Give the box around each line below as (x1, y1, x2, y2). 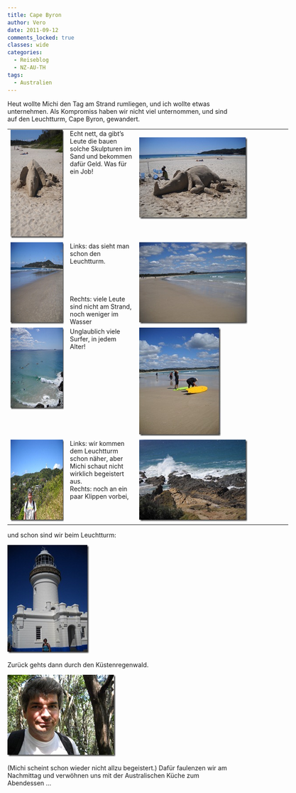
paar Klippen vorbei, (70, 492, 129, 501)
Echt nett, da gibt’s (70, 129, 124, 138)
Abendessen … (7, 779, 52, 787)
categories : (7, 49, 43, 56)
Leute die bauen (70, 137, 117, 146)
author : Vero (7, 18, 46, 26)
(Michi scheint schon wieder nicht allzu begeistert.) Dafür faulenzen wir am (7, 763, 227, 772)
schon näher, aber (70, 454, 124, 462)
